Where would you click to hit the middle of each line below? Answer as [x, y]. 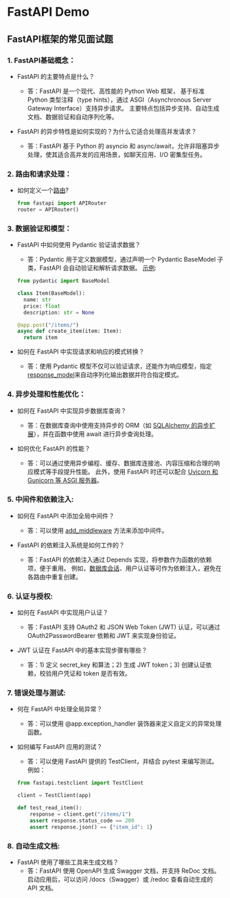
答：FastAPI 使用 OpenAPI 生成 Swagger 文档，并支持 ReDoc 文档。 [124, 871]
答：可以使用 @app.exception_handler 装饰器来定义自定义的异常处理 [124, 724]
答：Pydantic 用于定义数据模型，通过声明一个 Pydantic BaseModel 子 [125, 260]
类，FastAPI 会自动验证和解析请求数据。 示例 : [92, 268]
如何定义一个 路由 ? [43, 190]
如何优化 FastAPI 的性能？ [54, 448]
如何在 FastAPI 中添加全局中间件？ [66, 516]
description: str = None [59, 312]
